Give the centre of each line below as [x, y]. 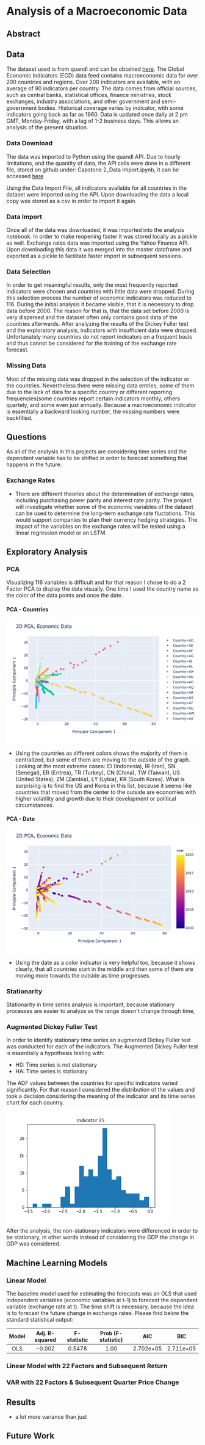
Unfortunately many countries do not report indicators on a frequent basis [99, 337]
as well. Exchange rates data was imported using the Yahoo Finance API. [98, 243]
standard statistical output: [40, 1320]
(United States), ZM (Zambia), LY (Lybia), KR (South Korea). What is [100, 779]
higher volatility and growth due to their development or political [95, 798]
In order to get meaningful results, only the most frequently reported [92, 285]
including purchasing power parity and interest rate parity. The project [103, 500]
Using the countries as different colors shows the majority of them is [101, 753]
